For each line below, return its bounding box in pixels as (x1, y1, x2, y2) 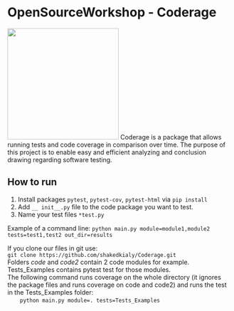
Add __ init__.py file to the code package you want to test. (17, 202, 193, 211)
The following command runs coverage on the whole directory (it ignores (7, 273, 222, 281)
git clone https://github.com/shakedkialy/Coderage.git (7, 251, 176, 258)
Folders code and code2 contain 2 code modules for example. (7, 258, 190, 266)
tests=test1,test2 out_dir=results (7, 231, 113, 238)
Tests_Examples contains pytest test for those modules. (7, 265, 171, 274)
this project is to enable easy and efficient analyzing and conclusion (7, 147, 206, 157)
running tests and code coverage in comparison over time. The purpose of (7, 140, 226, 149)
